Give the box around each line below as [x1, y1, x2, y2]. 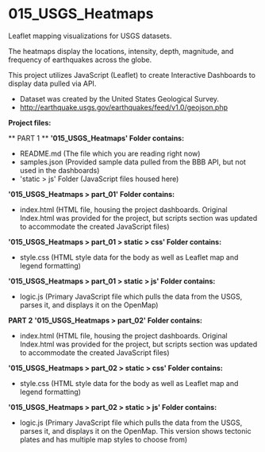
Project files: [8, 118, 52, 127]
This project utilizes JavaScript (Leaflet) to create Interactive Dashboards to [8, 70, 256, 79]
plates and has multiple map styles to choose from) [19, 435, 188, 444]
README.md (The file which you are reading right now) [19, 149, 201, 158]
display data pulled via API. [8, 79, 97, 88]
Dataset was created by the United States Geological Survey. [19, 94, 220, 103]
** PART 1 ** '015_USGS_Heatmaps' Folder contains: [8, 133, 185, 143]
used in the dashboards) [19, 165, 100, 175]
